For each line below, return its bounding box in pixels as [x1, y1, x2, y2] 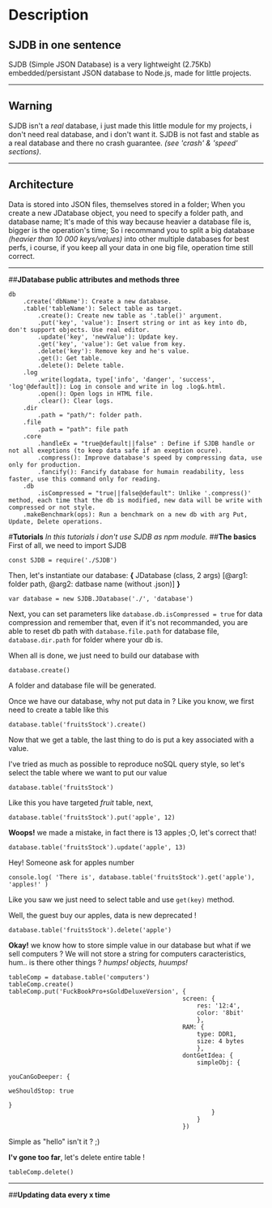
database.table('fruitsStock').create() [8, 720, 147, 728]
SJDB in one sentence [8, 38, 121, 52]
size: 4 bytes [197, 1037, 244, 1045]
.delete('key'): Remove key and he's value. [37, 347, 190, 355]
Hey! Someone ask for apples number [8, 857, 135, 867]
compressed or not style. [8, 503, 96, 511]
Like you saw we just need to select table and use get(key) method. [8, 895, 235, 904]
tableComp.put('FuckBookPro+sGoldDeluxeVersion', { [8, 987, 186, 995]
